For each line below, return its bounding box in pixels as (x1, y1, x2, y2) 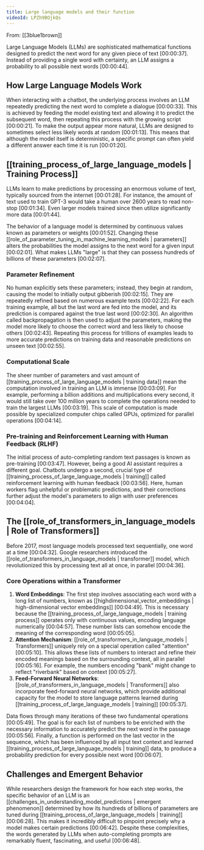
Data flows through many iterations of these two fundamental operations (6, 712, 189, 720)
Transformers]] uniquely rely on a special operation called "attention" (15, 642, 189, 650)
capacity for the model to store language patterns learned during (15, 694, 178, 701)
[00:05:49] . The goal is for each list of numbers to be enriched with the (6, 719, 185, 726)
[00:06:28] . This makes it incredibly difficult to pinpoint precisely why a (6, 817, 186, 824)
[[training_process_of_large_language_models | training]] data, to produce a (6, 745, 197, 753)
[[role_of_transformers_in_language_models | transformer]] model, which (6, 555, 190, 562)
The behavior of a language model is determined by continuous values (6, 223, 184, 230)
